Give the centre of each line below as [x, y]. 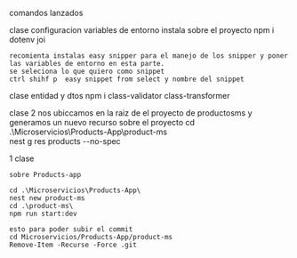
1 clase [22, 158]
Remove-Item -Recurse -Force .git [73, 245]
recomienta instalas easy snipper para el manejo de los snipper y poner [149, 56]
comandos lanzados [46, 13]
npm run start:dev [43, 214]
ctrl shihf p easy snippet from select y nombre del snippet [127, 79]
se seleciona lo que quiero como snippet [87, 71]
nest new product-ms [48, 198]
